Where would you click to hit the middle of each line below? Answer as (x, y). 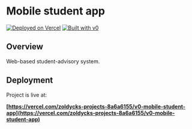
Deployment (30, 80)
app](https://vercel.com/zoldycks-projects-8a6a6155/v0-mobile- (91, 113)
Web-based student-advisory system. (53, 61)
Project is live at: (27, 95)
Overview (25, 47)
